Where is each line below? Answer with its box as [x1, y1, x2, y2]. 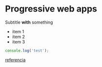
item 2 [12, 34, 25, 40]
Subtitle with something [5, 19, 53, 25]
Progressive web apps [5, 3, 98, 14]
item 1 [12, 28, 24, 34]
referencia [5, 57, 26, 63]
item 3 [12, 39, 25, 44]
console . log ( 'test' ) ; [5, 48, 49, 53]
